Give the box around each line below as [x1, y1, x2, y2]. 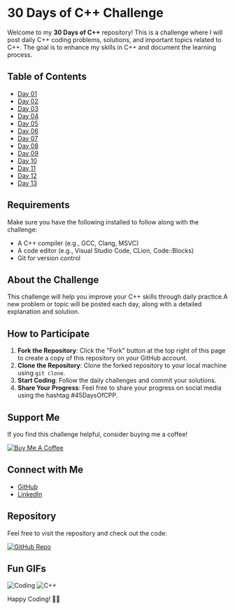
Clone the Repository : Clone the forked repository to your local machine [17, 361, 227, 370]
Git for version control [17, 254, 81, 262]
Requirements [7, 199, 70, 211]
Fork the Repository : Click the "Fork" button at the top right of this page [17, 346, 226, 355]
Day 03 [17, 104, 38, 113]
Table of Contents [7, 71, 87, 83]
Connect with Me [7, 464, 84, 476]
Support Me [7, 412, 60, 423]
